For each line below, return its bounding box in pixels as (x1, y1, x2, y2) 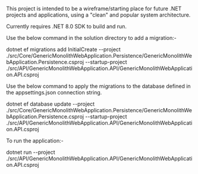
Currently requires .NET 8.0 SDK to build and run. (6, 23, 127, 30)
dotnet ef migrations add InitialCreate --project (6, 46, 121, 53)
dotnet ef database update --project (6, 100, 95, 107)
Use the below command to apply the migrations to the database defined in (6, 83, 191, 90)
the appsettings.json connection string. (6, 89, 102, 96)
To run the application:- (6, 137, 64, 144)
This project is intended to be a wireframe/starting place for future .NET (6, 5, 182, 12)
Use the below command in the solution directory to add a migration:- (6, 34, 177, 41)
